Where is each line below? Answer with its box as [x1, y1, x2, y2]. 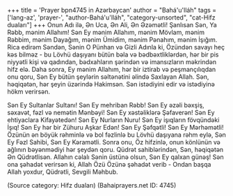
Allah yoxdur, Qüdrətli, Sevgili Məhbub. [7, 167, 118, 176]
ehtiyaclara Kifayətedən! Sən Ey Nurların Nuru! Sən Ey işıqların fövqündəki [7, 116, 220, 124]
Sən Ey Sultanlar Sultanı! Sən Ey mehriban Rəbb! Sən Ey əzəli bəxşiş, [7, 101, 204, 109]
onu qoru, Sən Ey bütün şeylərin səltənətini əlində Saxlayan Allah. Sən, [7, 73, 209, 81]
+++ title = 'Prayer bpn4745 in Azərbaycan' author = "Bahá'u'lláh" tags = [7, 6, 217, 14]
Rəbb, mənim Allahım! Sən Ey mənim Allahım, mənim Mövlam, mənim [7, 28, 205, 36]
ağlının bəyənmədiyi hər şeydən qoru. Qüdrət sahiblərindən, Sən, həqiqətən [7, 146, 224, 153]
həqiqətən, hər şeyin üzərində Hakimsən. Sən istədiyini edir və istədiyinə [7, 80, 216, 88]
